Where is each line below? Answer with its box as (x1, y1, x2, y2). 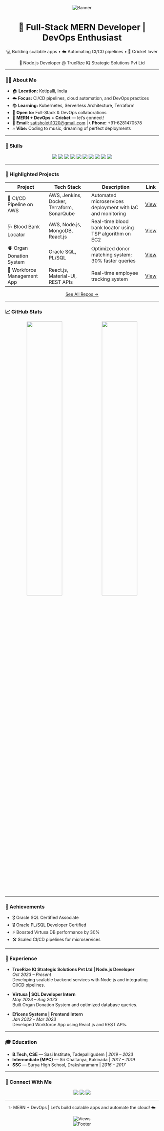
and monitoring (91, 210, 126, 217)
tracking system (91, 276, 128, 282)
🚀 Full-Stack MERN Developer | (18, 22, 146, 33)
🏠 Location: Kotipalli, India (12, 88, 67, 94)
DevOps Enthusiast (42, 32, 122, 43)
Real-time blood (91, 218, 129, 225)
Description (102, 183, 130, 190)
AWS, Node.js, (48, 221, 82, 228)
